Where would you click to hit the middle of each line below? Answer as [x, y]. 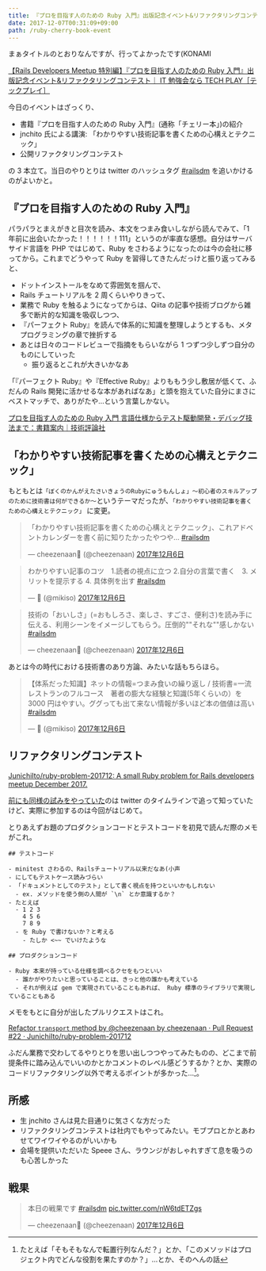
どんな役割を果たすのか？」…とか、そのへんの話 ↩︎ [144, 1260]
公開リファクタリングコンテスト [72, 154]
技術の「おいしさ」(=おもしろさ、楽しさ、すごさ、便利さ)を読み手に [140, 614]
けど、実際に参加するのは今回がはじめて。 [77, 810]
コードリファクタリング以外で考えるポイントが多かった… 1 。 [106, 1072]
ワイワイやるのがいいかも [75, 1141]
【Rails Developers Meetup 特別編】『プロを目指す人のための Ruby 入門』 [128, 71]
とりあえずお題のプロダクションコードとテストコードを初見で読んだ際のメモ [133, 827]
